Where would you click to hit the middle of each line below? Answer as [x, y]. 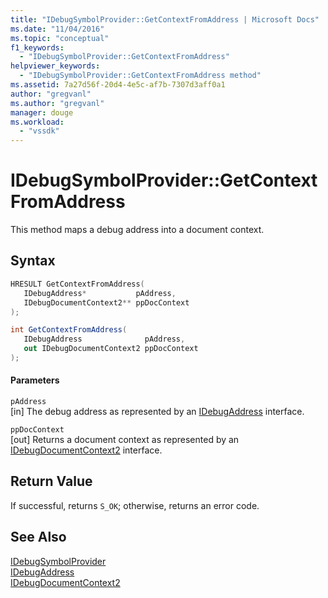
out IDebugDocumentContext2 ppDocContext [111, 349]
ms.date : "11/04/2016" [57, 29]
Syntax [33, 261]
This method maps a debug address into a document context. [137, 230]
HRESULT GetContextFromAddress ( [77, 284]
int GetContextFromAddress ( [69, 330]
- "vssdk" [39, 131]
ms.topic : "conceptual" [60, 38]
